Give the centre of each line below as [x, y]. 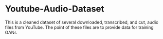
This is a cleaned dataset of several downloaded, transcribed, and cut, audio [82, 22]
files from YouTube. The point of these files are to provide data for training [79, 27]
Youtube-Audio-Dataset [55, 9]
